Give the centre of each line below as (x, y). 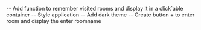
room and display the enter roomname (54, 21)
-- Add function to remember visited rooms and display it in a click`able (95, 9)
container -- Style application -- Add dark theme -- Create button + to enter (101, 15)
